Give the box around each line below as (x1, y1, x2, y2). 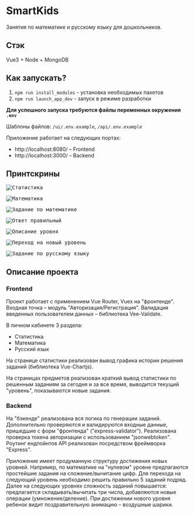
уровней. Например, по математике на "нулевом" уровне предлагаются (6, 464, 189, 471)
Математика (14, 339, 46, 347)
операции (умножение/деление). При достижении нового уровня (6, 495, 171, 502)
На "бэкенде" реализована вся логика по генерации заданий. (6, 415, 161, 422)
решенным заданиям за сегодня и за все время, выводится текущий (6, 381, 179, 388)
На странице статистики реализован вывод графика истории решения (6, 357, 183, 364)
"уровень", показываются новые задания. (6, 387, 111, 394)
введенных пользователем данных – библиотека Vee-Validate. (6, 310, 162, 317)
